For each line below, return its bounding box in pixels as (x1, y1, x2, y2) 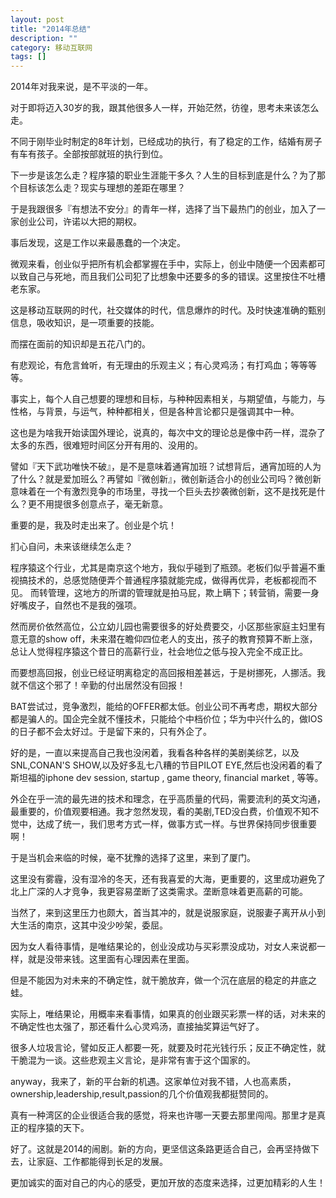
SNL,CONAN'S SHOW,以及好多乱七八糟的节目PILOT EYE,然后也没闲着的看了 (10, 759, 324, 771)
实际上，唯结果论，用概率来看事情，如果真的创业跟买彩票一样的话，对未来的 (10, 1008, 326, 1020)
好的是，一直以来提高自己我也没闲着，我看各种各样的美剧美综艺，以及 (10, 747, 300, 759)
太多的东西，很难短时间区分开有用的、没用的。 (10, 439, 203, 451)
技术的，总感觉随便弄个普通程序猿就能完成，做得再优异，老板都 (27, 574, 291, 586)
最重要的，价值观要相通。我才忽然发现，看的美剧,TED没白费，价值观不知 (10, 806, 311, 818)
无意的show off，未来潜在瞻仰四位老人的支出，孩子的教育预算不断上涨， (18, 633, 318, 645)
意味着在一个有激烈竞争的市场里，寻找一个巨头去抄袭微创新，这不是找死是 (10, 486, 317, 498)
